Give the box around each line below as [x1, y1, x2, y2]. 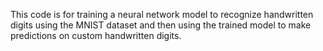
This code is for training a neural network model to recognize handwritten [10, 9, 314, 20]
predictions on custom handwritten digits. [10, 30, 182, 41]
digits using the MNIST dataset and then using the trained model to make [10, 19, 312, 31]
